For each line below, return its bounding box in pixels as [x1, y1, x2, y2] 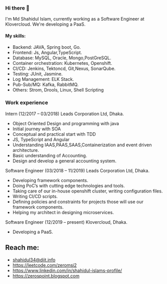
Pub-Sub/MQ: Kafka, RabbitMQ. [12, 81, 79, 87]
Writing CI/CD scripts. [12, 193, 58, 199]
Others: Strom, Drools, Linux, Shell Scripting [12, 86, 104, 92]
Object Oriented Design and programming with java [12, 120, 119, 126]
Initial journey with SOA [12, 126, 61, 132]
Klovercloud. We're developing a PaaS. [5, 21, 86, 27]
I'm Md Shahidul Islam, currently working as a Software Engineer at [5, 16, 145, 22]
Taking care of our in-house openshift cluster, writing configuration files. [12, 188, 163, 194]
